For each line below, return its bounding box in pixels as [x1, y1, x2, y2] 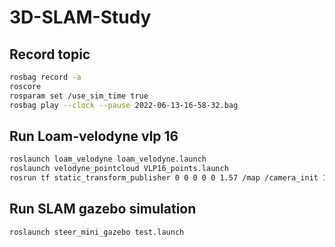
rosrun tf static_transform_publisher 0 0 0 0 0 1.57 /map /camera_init [9, 173, 319, 183]
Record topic [9, 46, 91, 63]
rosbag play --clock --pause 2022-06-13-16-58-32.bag [9, 100, 239, 110]
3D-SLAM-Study [9, 6, 152, 29]
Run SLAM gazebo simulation [9, 201, 197, 218]
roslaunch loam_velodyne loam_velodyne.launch [9, 154, 207, 165]
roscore [9, 81, 42, 91]
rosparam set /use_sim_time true [9, 91, 149, 101]
